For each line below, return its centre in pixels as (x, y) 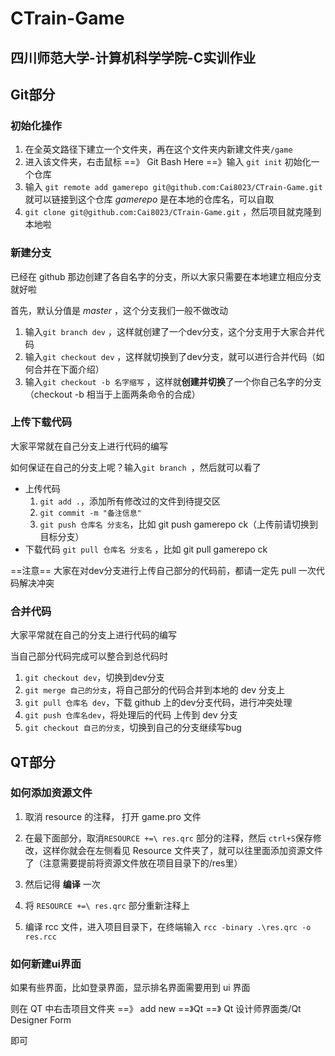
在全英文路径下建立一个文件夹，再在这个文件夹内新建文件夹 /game (158, 149)
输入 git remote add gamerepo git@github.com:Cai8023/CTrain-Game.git (173, 187)
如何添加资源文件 (51, 793)
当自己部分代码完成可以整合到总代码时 (89, 656)
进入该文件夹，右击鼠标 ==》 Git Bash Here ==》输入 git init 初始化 (168, 162)
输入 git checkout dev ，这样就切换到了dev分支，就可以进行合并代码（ (170, 356)
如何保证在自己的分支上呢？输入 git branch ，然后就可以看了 (136, 467)
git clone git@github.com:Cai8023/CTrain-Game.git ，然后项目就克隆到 (173, 212)
